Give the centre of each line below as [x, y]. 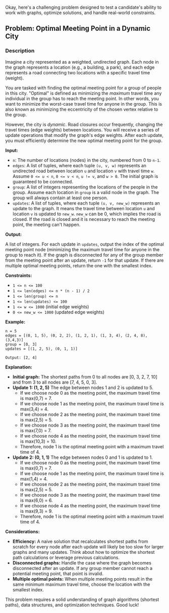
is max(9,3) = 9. [36, 511]
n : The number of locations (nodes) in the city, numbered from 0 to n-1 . [87, 160]
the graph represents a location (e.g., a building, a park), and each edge [80, 67]
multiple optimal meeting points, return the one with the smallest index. [79, 265]
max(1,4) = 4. [34, 479]
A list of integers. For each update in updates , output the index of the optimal [84, 244]
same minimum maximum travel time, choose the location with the [81, 584]
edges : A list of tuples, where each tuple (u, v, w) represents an [79, 165]
